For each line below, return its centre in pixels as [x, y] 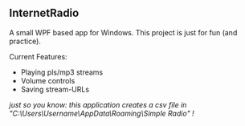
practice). [25, 41]
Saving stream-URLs [55, 89]
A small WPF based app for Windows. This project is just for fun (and [123, 32]
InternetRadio [44, 13]
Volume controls [48, 80]
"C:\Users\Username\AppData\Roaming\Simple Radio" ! [102, 113]
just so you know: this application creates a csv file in [98, 104]
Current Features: [38, 56]
